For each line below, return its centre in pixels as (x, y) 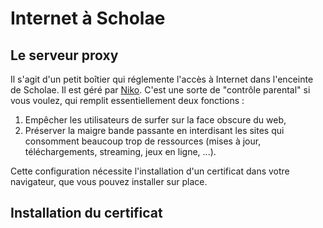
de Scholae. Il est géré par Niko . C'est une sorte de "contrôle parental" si (160, 90)
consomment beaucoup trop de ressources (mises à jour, (143, 141)
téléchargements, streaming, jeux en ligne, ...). (120, 151)
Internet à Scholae (88, 18)
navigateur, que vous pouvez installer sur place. (109, 181)
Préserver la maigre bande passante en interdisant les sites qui (154, 130)
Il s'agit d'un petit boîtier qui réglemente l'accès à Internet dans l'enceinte (162, 79)
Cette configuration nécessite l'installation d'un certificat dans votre (150, 171)
